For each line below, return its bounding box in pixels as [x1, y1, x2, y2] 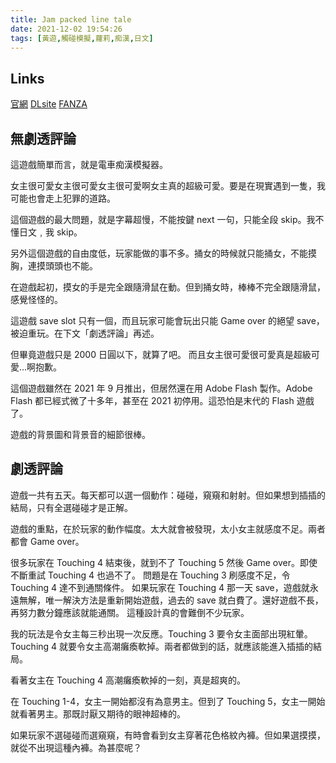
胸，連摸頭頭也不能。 [10, 260, 98, 271]
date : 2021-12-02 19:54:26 [10, 24, 123, 34]
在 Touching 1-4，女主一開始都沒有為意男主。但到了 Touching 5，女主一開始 [10, 695, 326, 707]
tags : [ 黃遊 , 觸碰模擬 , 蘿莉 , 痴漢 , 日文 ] [10, 33, 154, 43]
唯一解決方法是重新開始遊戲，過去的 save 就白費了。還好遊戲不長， [44, 594, 324, 606]
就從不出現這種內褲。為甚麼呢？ [10, 741, 142, 753]
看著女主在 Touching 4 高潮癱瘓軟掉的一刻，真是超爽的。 [10, 674, 246, 686]
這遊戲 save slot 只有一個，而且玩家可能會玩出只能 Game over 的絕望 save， [10, 315, 325, 326]
